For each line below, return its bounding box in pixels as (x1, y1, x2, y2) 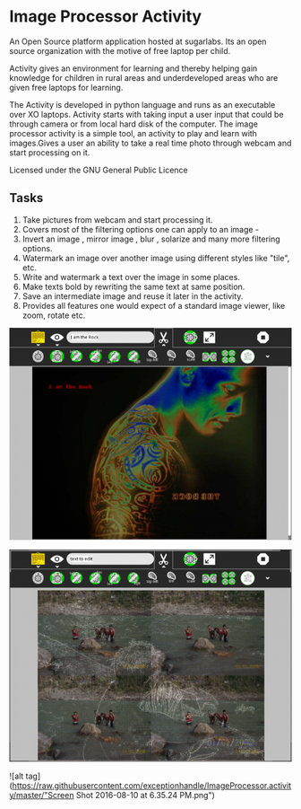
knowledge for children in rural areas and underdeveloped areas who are (9, 72, 279, 83)
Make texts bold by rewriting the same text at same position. (21, 281, 245, 292)
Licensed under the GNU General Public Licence (9, 164, 188, 175)
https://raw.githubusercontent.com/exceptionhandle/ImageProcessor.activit (12, 779, 292, 791)
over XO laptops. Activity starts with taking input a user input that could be (9, 109, 284, 119)
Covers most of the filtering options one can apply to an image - (21, 224, 260, 234)
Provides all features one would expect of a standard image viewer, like (21, 300, 286, 311)
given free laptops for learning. (9, 82, 124, 92)
